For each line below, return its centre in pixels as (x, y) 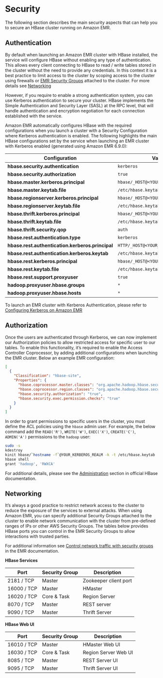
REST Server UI (100, 660)
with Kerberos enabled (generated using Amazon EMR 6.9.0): (66, 146)
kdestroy (14, 451)
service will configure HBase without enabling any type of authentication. (78, 60)
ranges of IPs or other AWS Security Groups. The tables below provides (77, 526)
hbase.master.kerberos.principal (46, 182)
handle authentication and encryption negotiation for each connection (75, 111)
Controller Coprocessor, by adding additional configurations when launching (81, 353)
